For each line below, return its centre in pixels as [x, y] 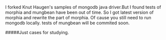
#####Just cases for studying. [37, 32]
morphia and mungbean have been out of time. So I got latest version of [79, 12]
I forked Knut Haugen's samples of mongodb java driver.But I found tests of [83, 7]
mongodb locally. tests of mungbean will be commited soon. [67, 23]
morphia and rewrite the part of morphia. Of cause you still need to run [78, 18]
